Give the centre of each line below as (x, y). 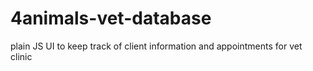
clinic (21, 56)
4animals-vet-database (111, 18)
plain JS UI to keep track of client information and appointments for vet (156, 46)
